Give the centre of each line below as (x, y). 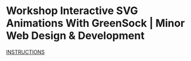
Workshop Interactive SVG (72, 11)
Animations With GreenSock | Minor (95, 23)
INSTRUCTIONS (25, 52)
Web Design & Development (75, 36)
